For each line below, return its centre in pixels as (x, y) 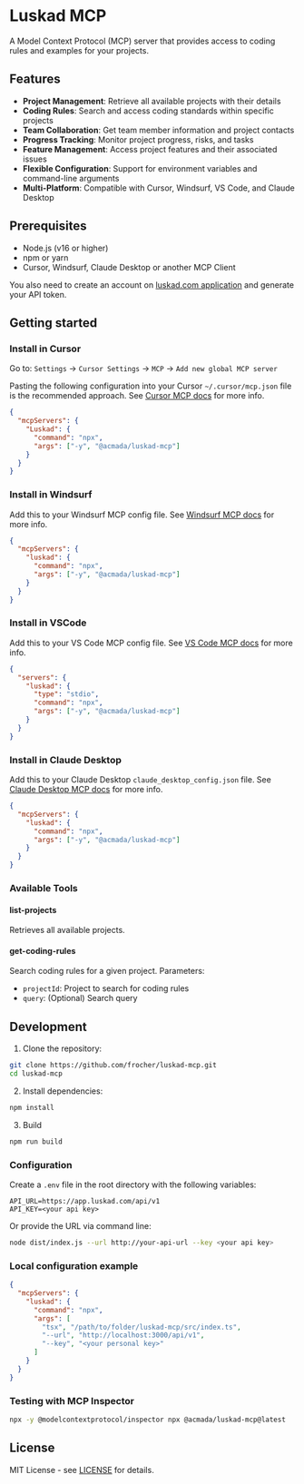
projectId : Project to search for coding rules (106, 988)
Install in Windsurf (51, 495)
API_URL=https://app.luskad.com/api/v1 (85, 1201)
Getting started (54, 323)
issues (34, 159)
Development (49, 1027)
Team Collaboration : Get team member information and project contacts (158, 130)
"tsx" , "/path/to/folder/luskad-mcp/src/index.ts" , (142, 1327)
